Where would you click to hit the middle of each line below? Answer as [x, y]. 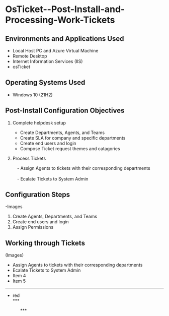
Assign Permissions [33, 227]
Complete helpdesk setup [39, 122]
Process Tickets [29, 158]
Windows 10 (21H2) [32, 95]
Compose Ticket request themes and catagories [70, 148]
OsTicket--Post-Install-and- [65, 9]
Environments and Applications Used [65, 39]
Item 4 [19, 276]
